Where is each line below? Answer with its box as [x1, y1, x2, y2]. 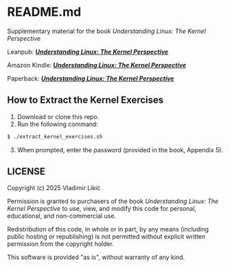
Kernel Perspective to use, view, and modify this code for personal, [7, 205, 197, 213]
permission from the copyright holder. [7, 240, 115, 248]
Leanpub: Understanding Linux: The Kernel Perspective [7, 48, 169, 56]
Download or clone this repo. [16, 112, 100, 121]
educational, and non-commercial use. [7, 212, 117, 220]
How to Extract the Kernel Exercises [7, 94, 164, 106]
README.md [7, 4, 82, 20]
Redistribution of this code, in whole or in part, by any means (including [7, 225, 209, 234]
